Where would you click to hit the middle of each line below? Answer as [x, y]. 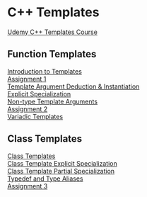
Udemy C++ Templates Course [52, 32]
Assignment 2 [28, 109]
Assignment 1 [27, 79]
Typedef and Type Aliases [45, 179]
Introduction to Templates [45, 71]
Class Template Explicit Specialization [63, 163]
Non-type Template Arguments [52, 101]
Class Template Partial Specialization [61, 171]
